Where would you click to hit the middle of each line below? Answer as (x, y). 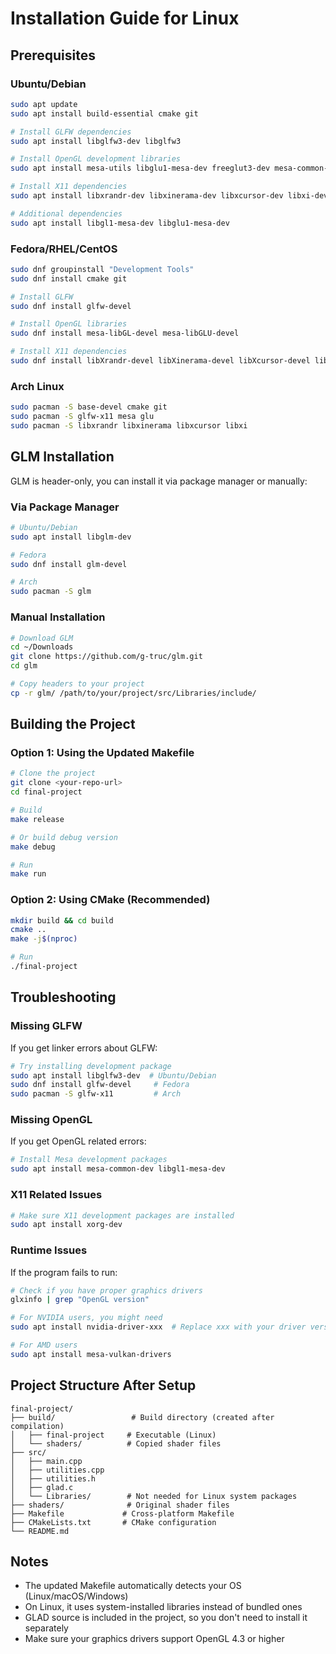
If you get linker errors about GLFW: (84, 1048)
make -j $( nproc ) (44, 939)
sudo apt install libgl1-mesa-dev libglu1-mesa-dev (120, 223)
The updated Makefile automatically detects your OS (133, 1586)
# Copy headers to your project (77, 684)
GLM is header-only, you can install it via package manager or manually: (159, 481)
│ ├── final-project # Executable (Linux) (113, 1435)
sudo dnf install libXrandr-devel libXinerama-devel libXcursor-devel (160, 361)
